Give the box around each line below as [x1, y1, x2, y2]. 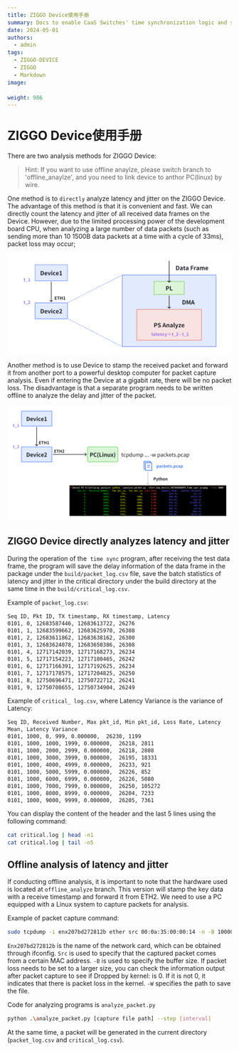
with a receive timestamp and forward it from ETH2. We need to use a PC [7, 892, 222, 901]
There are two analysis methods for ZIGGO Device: [7, 151, 156, 160]
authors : [7, 34, 33, 41]
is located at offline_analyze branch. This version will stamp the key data [7, 885, 224, 894]
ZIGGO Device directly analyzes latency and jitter [7, 535, 230, 548]
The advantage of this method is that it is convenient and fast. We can [7, 202, 213, 210]
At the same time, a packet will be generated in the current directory [7, 1028, 208, 1037]
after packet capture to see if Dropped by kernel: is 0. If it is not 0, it [7, 971, 206, 981]
